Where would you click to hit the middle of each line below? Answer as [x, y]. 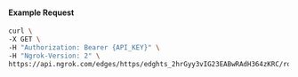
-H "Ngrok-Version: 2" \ [54, 56]
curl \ [20, 31]
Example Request [41, 12]
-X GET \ [24, 40]
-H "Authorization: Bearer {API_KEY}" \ [85, 47]
